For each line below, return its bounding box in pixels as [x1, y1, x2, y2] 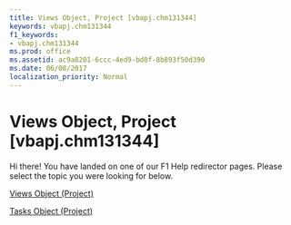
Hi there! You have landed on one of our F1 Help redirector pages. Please [9, 161, 283, 171]
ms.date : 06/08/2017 [9, 64, 88, 73]
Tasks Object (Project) [9, 205, 94, 216]
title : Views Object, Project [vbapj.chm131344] [9, 13, 197, 23]
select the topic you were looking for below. [9, 170, 174, 181]
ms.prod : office [9, 47, 71, 56]
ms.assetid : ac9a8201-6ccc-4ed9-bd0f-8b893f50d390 [9, 55, 206, 64]
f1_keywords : [9, 30, 59, 39]
